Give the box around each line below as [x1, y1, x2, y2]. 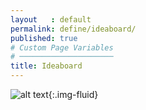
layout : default [10, 14, 92, 25]
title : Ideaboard [10, 61, 83, 71]
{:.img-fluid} [48, 89, 99, 100]
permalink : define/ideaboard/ [10, 24, 137, 34]
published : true [10, 33, 78, 43]
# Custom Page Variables [10, 42, 114, 53]
